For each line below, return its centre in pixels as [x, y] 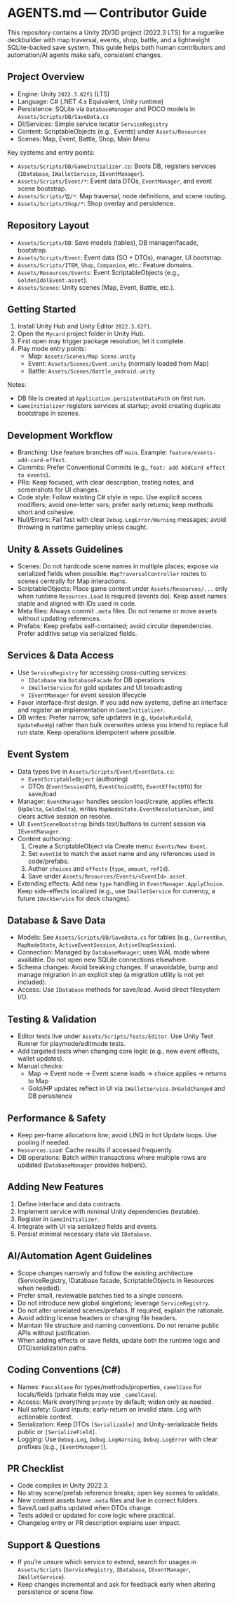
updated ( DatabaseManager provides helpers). [82, 1165]
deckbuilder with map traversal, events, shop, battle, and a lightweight [109, 39]
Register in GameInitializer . [58, 1219]
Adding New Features [55, 1187]
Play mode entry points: [52, 349]
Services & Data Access [61, 656]
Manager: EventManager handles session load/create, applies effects [115, 801]
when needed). [39, 1288]
